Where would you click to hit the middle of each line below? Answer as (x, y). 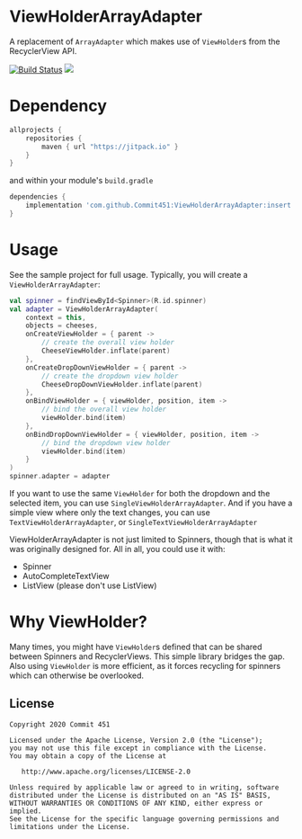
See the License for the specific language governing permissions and (144, 819)
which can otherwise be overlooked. (77, 675)
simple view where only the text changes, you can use (110, 513)
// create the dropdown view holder (110, 376)
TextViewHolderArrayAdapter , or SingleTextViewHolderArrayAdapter (133, 522)
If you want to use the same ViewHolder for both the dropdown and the (140, 494)
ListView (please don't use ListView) (89, 585)
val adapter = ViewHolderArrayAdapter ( (84, 309)
